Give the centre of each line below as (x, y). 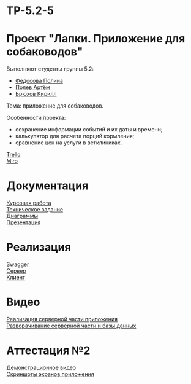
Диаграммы (22, 216)
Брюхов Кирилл (36, 94)
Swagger (18, 264)
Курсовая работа (29, 203)
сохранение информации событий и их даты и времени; (89, 130)
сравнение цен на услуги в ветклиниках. (69, 143)
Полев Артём (33, 87)
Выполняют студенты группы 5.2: (50, 69)
